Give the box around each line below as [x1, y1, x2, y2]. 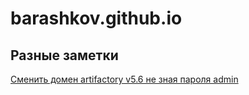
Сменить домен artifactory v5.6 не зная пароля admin [10, 73, 239, 85]
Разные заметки [10, 47, 119, 64]
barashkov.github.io [10, 7, 183, 30]
